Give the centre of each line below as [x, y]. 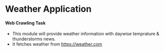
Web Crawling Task [25, 23]
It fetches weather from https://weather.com [57, 44]
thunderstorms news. [34, 39]
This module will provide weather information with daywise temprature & [86, 34]
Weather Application [49, 9]
